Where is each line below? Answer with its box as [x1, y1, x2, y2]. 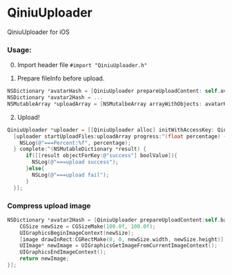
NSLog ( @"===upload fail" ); [32, 171, 110, 178]
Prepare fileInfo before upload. [17, 74, 105, 82]
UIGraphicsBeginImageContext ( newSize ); [19, 229, 135, 236]
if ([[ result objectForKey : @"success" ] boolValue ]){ [25, 152, 177, 159]
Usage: [7, 45, 32, 55]
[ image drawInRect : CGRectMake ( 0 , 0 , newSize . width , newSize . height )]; [19, 236, 227, 243]
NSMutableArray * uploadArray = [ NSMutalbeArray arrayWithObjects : [7, 100, 202, 107]
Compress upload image [7, 201, 91, 211]
